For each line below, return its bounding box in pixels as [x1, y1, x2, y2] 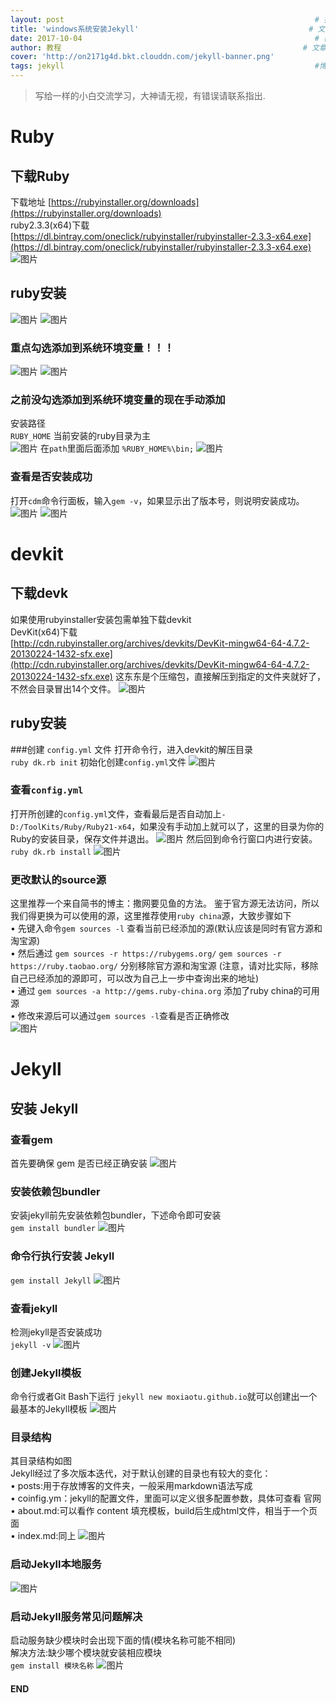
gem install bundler [10, 1224, 97, 1234]
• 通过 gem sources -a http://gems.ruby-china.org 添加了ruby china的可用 [10, 985, 320, 997]
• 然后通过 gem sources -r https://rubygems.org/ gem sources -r [10, 947, 282, 960]
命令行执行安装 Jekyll [10, 1249, 115, 1263]
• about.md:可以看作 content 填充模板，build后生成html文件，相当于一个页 [10, 1505, 318, 1517]
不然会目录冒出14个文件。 [10, 682, 117, 695]
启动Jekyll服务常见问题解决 [10, 1609, 143, 1623]
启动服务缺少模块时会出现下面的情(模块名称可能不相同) [10, 1634, 237, 1646]
